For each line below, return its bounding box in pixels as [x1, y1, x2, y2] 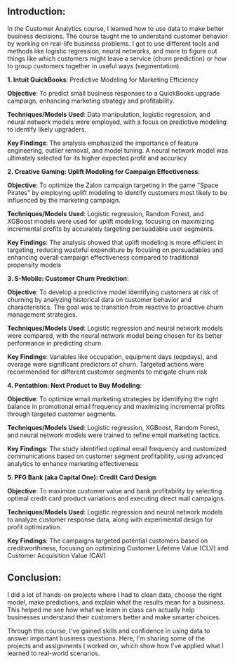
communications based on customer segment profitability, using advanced [7, 452, 224, 460]
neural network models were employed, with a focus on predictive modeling [7, 118, 227, 126]
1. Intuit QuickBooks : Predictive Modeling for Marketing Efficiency [7, 75, 199, 84]
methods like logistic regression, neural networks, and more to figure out [7, 46, 217, 55]
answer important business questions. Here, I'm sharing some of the [7, 633, 206, 643]
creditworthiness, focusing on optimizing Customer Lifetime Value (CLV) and [7, 543, 229, 552]
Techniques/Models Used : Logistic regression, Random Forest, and [7, 209, 204, 217]
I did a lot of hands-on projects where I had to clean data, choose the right [7, 591, 222, 599]
